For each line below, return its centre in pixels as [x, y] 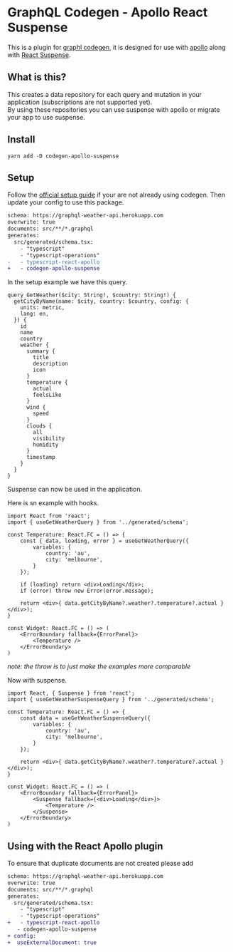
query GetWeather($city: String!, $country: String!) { [92, 295]
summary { [40, 351]
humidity [46, 445]
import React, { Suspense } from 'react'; [71, 693]
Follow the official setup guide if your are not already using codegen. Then [116, 195]
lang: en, [35, 314]
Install [21, 140]
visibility [49, 439]
